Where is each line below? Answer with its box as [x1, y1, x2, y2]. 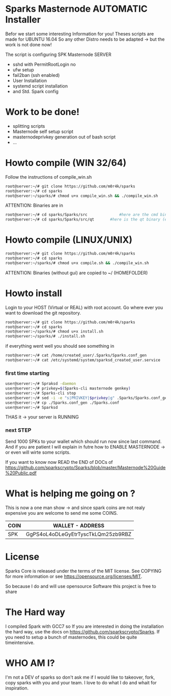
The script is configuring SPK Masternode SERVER [5, 51, 111, 58]
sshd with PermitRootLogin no [12, 61, 76, 67]
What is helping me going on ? [5, 487, 136, 499]
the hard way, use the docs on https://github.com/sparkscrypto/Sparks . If [5, 628, 160, 634]
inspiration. [5, 685, 29, 691]
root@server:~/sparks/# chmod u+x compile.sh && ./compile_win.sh [5, 260, 149, 265]
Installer [5, 14, 41, 25]
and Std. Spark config [12, 88, 59, 94]
